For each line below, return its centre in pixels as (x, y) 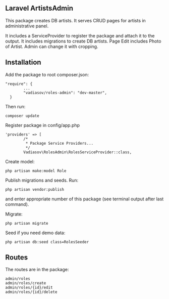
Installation (23, 62)
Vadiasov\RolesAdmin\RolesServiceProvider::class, (78, 152)
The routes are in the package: (37, 270)
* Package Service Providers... (60, 143)
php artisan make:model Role (36, 171)
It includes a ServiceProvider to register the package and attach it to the (80, 35)
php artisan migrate (27, 223)
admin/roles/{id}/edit (29, 288)
